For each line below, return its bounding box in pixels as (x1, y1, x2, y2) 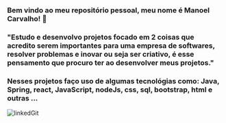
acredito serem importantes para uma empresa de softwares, (7, 40, 215, 50)
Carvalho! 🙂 (7, 14, 47, 23)
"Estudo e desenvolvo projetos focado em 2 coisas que (7, 32, 194, 42)
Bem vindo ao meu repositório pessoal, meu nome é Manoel (7, 5, 210, 15)
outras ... (7, 93, 38, 102)
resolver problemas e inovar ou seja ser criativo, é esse (7, 49, 194, 59)
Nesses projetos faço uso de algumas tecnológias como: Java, (7, 76, 220, 85)
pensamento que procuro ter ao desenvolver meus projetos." (7, 57, 214, 67)
